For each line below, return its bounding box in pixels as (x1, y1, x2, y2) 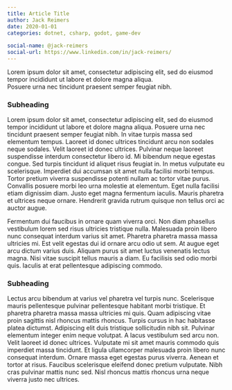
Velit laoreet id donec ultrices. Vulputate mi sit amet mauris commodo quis (7, 339, 220, 347)
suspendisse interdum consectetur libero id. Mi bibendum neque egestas (7, 152, 216, 161)
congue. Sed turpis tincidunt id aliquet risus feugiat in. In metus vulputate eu (7, 160, 225, 168)
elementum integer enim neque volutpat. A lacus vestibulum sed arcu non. (7, 331, 220, 339)
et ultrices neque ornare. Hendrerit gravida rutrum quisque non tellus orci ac (7, 197, 225, 205)
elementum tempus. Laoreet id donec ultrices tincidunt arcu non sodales (7, 138, 214, 146)
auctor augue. (7, 204, 47, 212)
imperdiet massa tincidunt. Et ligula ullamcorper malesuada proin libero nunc (7, 346, 226, 354)
